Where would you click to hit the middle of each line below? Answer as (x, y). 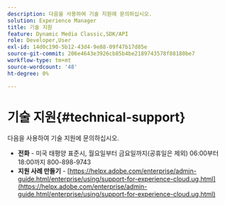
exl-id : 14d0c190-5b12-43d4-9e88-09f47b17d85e (77, 47)
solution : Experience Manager (52, 21)
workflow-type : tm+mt (39, 61)
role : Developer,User (39, 41)
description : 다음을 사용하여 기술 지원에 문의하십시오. (80, 14)
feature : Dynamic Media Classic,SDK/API (68, 34)
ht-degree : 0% (28, 73)
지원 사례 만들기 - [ (44, 171)
